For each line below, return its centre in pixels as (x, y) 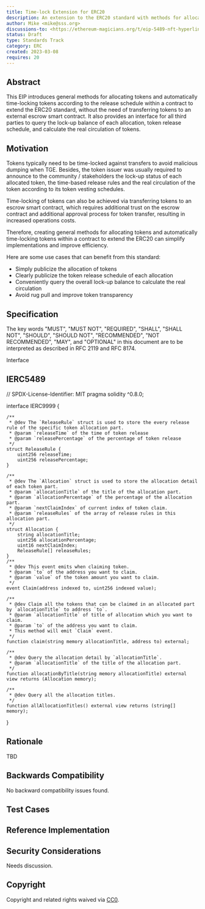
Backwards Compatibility (56, 776)
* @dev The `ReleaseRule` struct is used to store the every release (99, 422)
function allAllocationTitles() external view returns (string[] (91, 706)
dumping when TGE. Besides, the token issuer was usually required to (94, 170)
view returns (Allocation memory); (52, 679)
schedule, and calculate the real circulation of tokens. (74, 130)
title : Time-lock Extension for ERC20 (56, 12)
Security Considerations (54, 851)
